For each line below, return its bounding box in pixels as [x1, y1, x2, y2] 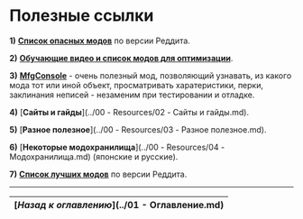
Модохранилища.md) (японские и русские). [9, 151, 179, 162]
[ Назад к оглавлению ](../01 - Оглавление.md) [14, 198, 225, 211]
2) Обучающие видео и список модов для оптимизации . [9, 52, 234, 63]
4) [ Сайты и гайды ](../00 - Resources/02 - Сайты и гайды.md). [9, 106, 250, 117]
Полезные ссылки [9, 5, 154, 26]
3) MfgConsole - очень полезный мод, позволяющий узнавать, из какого [9, 69, 292, 81]
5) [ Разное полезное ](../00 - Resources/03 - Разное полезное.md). [9, 123, 267, 135]
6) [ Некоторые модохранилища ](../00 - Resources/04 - [9, 141, 225, 152]
